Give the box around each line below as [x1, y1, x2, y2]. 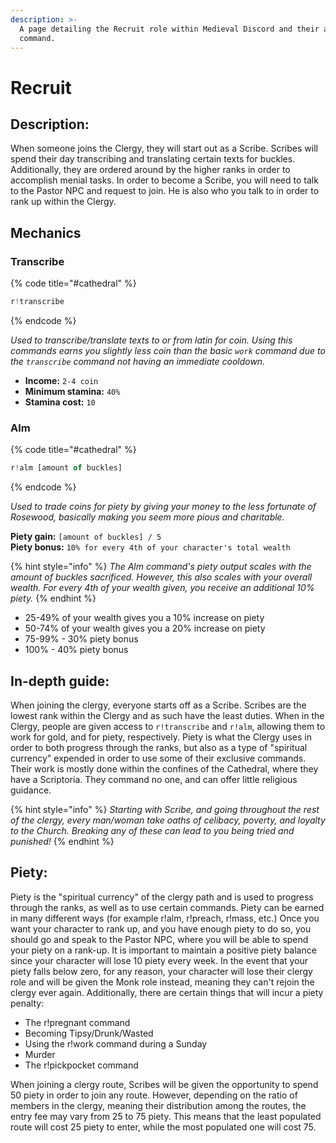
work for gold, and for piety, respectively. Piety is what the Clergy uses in [10, 731, 312, 743]
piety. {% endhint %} [10, 592, 97, 605]
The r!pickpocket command [24, 1059, 139, 1071]
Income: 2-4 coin [24, 374, 99, 386]
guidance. [10, 784, 52, 796]
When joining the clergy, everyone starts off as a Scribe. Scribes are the [10, 699, 307, 711]
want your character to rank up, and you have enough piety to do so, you [10, 922, 312, 935]
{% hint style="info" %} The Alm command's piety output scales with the [10, 561, 312, 573]
